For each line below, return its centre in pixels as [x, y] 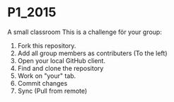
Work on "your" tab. [47, 76]
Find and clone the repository [60, 68]
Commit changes [42, 83]
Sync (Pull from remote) [52, 91]
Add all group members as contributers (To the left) [92, 53]
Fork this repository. [47, 45]
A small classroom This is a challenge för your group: [85, 32]
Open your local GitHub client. [62, 60]
